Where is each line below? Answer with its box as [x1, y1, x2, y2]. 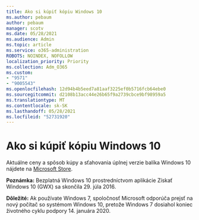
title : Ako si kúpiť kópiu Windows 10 [6, 8, 102, 15]
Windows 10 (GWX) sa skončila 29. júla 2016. [6, 183, 116, 190]
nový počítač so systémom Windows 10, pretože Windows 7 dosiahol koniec [6, 201, 193, 208]
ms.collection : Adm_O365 [6, 64, 68, 70]
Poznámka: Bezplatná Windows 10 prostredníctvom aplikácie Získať [6, 177, 173, 184]
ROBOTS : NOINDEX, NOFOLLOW [6, 53, 73, 59]
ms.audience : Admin [6, 36, 55, 42]
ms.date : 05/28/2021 [6, 31, 58, 37]
